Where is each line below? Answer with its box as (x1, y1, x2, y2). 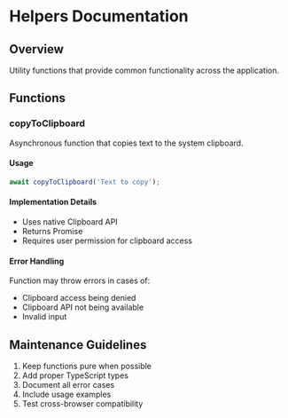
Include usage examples (21, 389, 112, 399)
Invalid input (21, 312, 67, 322)
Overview (9, 42, 65, 57)
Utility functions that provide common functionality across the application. (9, 65, 280, 75)
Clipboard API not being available (21, 302, 144, 312)
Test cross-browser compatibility (21, 398, 144, 409)
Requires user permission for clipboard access (21, 235, 193, 246)
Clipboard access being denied (21, 293, 136, 304)
